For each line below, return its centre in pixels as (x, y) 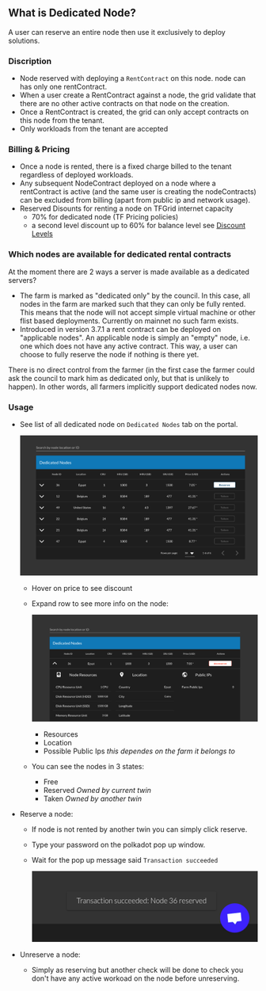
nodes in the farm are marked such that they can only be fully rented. (133, 303)
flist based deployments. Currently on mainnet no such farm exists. (129, 321)
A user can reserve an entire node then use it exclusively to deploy (117, 32)
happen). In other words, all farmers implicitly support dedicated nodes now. (133, 387)
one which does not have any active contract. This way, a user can (128, 346)
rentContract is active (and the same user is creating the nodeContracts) (138, 192)
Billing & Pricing (39, 150)
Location (58, 742)
